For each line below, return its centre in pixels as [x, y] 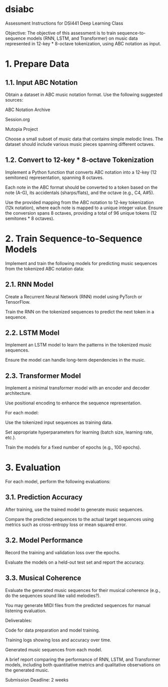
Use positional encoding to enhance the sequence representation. [73, 403]
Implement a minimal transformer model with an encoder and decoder [77, 388]
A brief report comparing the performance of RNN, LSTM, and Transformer [83, 659]
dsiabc [20, 9]
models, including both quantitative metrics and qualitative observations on [83, 664]
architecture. [18, 393]
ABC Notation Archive [28, 110]
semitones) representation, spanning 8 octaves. [54, 178]
